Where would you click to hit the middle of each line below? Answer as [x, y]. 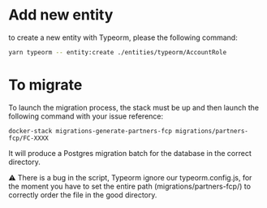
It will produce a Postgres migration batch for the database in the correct [130, 153]
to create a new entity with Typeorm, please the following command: [123, 37]
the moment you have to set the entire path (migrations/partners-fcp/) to [130, 186]
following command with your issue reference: [86, 116]
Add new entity [61, 15]
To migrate [45, 85]
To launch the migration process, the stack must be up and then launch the [134, 107]
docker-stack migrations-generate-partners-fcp [90, 131]
